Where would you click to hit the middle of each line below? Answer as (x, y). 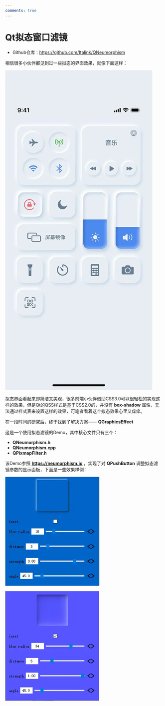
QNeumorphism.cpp (34, 448)
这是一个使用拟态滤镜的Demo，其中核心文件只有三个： (62, 432)
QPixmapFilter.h (29, 453)
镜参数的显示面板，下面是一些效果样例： (47, 469)
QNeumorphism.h (31, 442)
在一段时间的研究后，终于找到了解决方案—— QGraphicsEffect (69, 422)
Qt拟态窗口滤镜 (37, 37)
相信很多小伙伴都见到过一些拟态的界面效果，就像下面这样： (66, 63)
